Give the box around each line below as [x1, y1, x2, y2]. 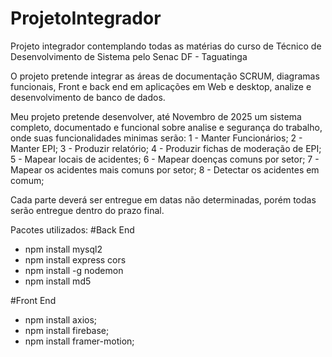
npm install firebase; [24, 324, 110, 336]
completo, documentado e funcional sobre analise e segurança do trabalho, [10, 121, 323, 133]
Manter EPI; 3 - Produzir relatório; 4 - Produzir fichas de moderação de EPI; [10, 142, 322, 154]
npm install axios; [24, 313, 98, 326]
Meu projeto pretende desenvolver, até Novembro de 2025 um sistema [10, 110, 302, 122]
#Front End [10, 294, 57, 306]
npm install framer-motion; [24, 335, 135, 347]
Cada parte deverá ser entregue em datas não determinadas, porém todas [10, 193, 317, 206]
